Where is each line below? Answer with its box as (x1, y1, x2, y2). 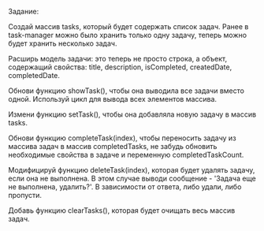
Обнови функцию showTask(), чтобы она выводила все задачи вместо (8, 86, 244, 95)
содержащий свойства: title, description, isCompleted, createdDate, (8, 62, 232, 72)
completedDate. (8, 71, 61, 80)
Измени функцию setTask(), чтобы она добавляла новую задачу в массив (8, 110, 257, 119)
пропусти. (8, 191, 42, 199)
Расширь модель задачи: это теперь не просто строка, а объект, (8, 54, 228, 63)
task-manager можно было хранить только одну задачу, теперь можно (8, 31, 247, 39)
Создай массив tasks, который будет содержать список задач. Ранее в (8, 22, 249, 31)
